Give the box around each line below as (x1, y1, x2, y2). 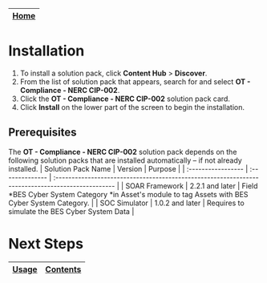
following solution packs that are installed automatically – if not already (8, 156, 242, 165)
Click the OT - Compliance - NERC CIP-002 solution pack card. (19, 94, 231, 103)
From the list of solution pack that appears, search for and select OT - (19, 76, 251, 87)
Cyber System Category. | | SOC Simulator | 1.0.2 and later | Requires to (8, 198, 245, 208)
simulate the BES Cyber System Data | (8, 206, 135, 216)
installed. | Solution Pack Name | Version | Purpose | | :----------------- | (8, 164, 249, 173)
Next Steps (8, 234, 84, 253)
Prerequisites (8, 126, 77, 139)
